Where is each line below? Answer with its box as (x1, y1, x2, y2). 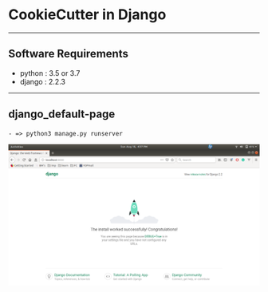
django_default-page (8, 108, 116, 121)
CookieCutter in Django (8, 6, 167, 24)
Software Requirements (8, 47, 129, 61)
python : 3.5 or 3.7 (19, 68, 81, 77)
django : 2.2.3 (19, 77, 66, 86)
